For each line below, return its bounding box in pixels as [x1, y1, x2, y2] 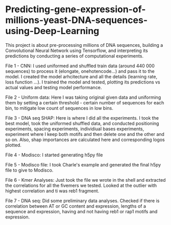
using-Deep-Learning [5, 25, 100, 37]
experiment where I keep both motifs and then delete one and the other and [5, 131, 165, 137]
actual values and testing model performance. [5, 84, 102, 90]
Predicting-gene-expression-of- [5, 4, 146, 15]
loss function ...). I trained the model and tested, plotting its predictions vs [5, 79, 161, 85]
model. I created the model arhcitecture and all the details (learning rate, [5, 73, 157, 79]
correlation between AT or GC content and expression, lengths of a [5, 203, 146, 209]
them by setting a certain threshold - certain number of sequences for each [5, 99, 164, 105]
